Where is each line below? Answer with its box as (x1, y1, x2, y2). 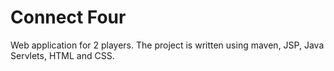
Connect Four (10, 6, 127, 29)
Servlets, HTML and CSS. (10, 49, 115, 61)
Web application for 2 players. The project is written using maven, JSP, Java (10, 39, 325, 51)
